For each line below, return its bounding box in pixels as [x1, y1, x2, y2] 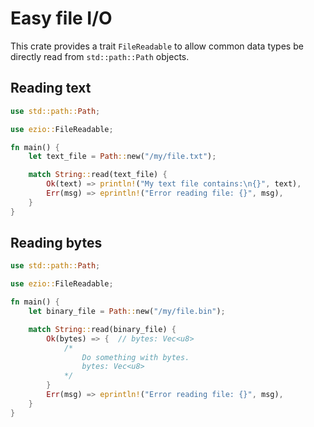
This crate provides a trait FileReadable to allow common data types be [10, 40, 304, 52]
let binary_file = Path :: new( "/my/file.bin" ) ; [28, 307, 226, 317]
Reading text [10, 80, 92, 97]
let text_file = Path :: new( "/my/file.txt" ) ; [28, 152, 217, 162]
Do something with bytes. [81, 352, 190, 362]
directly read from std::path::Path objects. [10, 50, 190, 62]
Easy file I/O [10, 7, 113, 30]
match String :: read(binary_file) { [28, 324, 177, 334]
